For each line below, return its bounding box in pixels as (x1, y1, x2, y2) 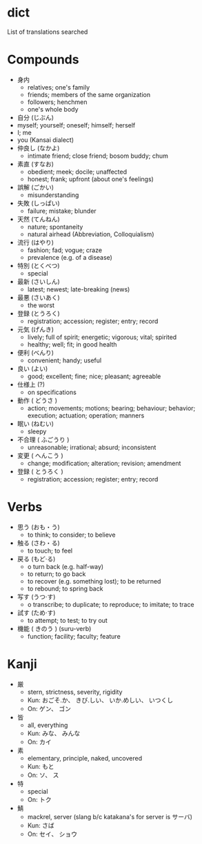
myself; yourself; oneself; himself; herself (17, 121, 136, 129)
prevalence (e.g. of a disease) (27, 253, 112, 261)
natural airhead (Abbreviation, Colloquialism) (27, 229, 154, 238)
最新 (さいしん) (17, 277, 60, 285)
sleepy (27, 427, 47, 435)
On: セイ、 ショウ (27, 830, 78, 838)
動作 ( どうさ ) (17, 396, 57, 404)
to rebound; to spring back (27, 584, 103, 593)
